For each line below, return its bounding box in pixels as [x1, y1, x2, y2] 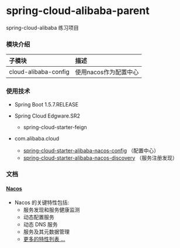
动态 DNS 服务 [23, 221, 58, 228]
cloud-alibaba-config [9, 68, 70, 76]
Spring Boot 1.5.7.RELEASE [14, 101, 79, 108]
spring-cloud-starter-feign [23, 123, 88, 130]
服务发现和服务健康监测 [23, 206, 80, 213]
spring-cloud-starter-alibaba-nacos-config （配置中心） [23, 147, 160, 154]
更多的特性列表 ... [23, 235, 65, 242]
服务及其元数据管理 [23, 228, 70, 235]
